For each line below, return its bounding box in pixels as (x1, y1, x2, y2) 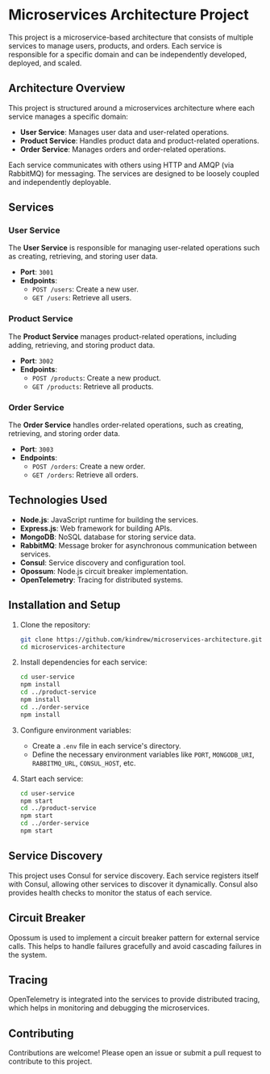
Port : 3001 (19, 267, 54, 277)
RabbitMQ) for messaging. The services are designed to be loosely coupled (8, 168, 260, 178)
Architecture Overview (8, 82, 126, 95)
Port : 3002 (19, 355, 54, 365)
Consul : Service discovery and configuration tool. (19, 557, 186, 567)
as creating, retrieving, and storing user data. (8, 252, 159, 262)
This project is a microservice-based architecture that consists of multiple (8, 32, 254, 42)
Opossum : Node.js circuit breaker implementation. (19, 566, 189, 576)
